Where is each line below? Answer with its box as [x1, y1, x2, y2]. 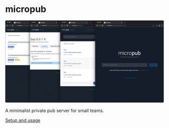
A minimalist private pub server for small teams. [5, 107, 104, 113]
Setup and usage [5, 117, 41, 123]
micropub [5, 3, 47, 15]
